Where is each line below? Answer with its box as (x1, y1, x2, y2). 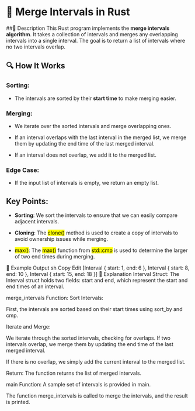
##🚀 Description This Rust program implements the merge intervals (6, 25, 170, 32)
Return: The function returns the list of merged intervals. (6, 369, 142, 377)
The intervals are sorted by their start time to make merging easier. (14, 95, 177, 102)
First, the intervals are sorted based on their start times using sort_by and (6, 306, 183, 313)
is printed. (6, 399, 30, 406)
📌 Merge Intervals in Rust (6, 5, 130, 19)
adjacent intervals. (14, 218, 60, 225)
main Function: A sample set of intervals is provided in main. (6, 381, 151, 388)
